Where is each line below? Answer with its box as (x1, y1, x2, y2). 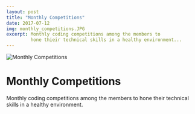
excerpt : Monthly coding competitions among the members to (6, 31, 161, 37)
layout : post (6, 8, 39, 15)
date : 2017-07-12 (6, 20, 50, 26)
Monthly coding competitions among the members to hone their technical (6, 94, 189, 101)
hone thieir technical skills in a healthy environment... (30, 37, 182, 43)
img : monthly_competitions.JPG (6, 25, 85, 32)
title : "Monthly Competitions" (6, 14, 85, 21)
